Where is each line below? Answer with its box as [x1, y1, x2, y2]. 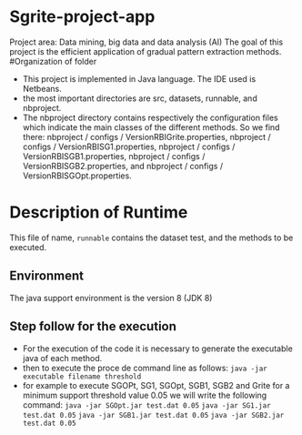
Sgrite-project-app [9, 6, 156, 27]
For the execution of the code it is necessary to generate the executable [22, 343, 293, 354]
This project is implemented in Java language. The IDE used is [22, 73, 257, 84]
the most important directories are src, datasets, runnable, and [22, 93, 257, 104]
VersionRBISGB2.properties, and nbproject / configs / [22, 160, 224, 171]
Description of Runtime [9, 202, 188, 223]
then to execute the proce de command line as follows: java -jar [22, 362, 267, 373]
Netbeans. [22, 83, 62, 94]
